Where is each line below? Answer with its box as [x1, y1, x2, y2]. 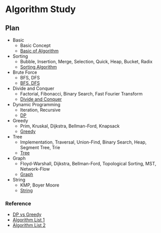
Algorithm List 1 [12, 217, 45, 223]
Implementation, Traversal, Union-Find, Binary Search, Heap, [20, 139, 147, 145]
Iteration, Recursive [20, 107, 61, 113]
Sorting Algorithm [20, 64, 57, 70]
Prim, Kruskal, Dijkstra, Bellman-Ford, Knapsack [20, 123, 120, 129]
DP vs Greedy [12, 211, 42, 218]
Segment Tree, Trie [20, 145, 61, 150]
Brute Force [12, 69, 37, 75]
